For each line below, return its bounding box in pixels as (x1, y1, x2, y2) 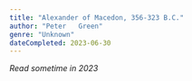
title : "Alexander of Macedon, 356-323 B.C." (9, 13, 184, 22)
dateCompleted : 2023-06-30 (9, 38, 111, 48)
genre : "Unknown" (9, 30, 75, 39)
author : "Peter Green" (9, 22, 103, 31)
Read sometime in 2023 (9, 63, 99, 74)
